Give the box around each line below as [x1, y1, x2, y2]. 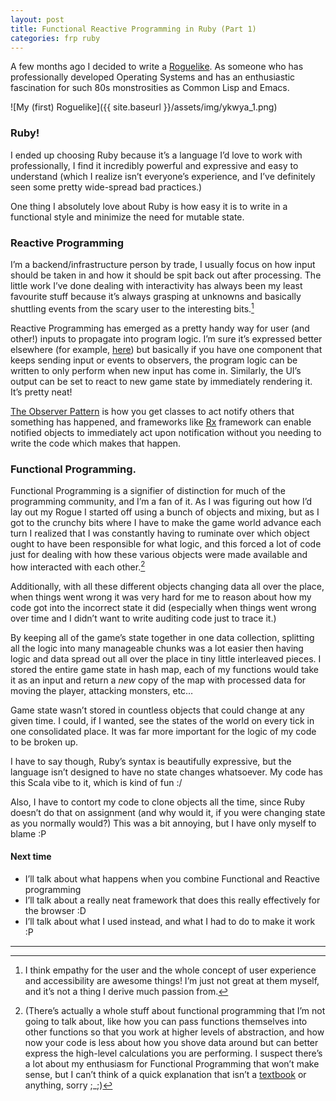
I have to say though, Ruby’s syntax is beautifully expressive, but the [10, 755, 292, 767]
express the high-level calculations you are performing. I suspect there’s [24, 1047, 323, 1059]
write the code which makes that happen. [10, 437, 182, 449]
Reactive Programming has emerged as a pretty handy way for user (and [10, 322, 310, 334]
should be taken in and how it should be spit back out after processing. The [10, 269, 322, 281]
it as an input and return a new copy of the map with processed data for [10, 674, 307, 686]
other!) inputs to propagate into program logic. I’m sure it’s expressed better [10, 332, 323, 345]
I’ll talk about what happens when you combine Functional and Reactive [24, 872, 321, 885]
